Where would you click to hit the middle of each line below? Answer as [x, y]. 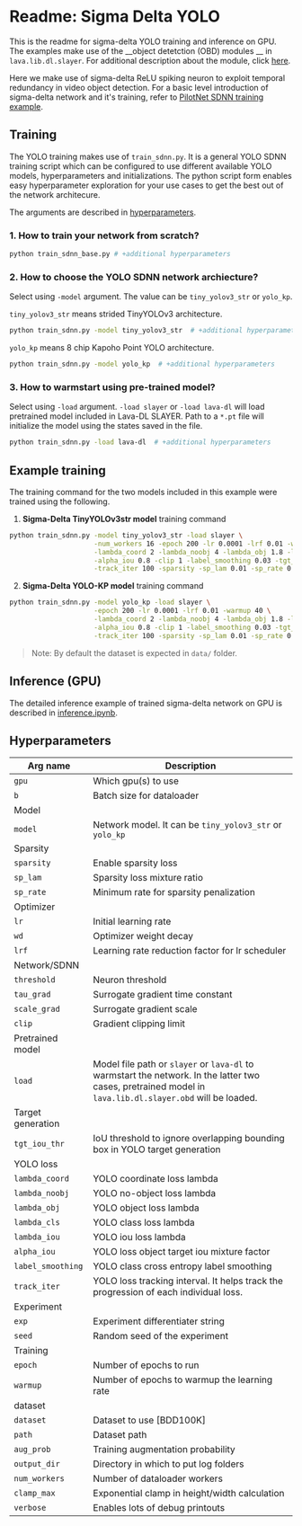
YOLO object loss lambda [146, 1208]
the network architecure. [55, 194]
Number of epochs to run [146, 1365]
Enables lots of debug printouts [159, 1508]
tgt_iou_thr [40, 1144]
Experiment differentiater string [159, 1321]
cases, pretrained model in [149, 1087]
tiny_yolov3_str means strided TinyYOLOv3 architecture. [116, 314]
